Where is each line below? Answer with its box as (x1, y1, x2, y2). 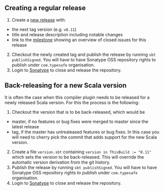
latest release (11, 123, 39, 129)
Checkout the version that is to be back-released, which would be (11, 109, 145, 115)
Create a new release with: (11, 17, 66, 23)
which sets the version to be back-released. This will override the (11, 154, 144, 160)
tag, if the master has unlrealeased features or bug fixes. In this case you (11, 129, 160, 135)
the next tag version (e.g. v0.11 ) (11, 26, 77, 32)
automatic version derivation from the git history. (11, 159, 110, 165)
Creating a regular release (4, 4, 86, 12)
